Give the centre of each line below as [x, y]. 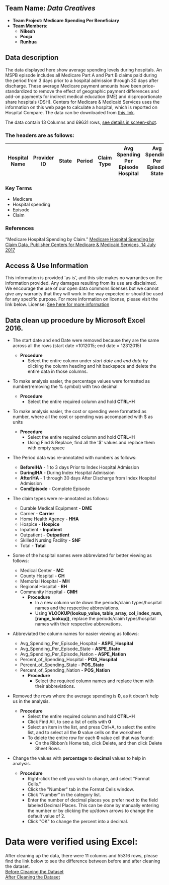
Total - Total [33, 546]
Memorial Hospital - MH [45, 581]
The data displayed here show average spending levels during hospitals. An [84, 69]
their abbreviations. [55, 686]
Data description [32, 58]
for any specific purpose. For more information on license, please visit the [82, 299]
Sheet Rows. [48, 749]
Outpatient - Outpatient [45, 535]
